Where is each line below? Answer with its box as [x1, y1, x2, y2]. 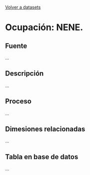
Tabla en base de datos [5, 152, 79, 161]
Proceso [5, 97, 32, 105]
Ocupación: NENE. [5, 22, 84, 33]
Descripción [5, 69, 44, 78]
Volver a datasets [5, 4, 41, 10]
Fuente [5, 41, 27, 50]
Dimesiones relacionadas [5, 125, 86, 133]
